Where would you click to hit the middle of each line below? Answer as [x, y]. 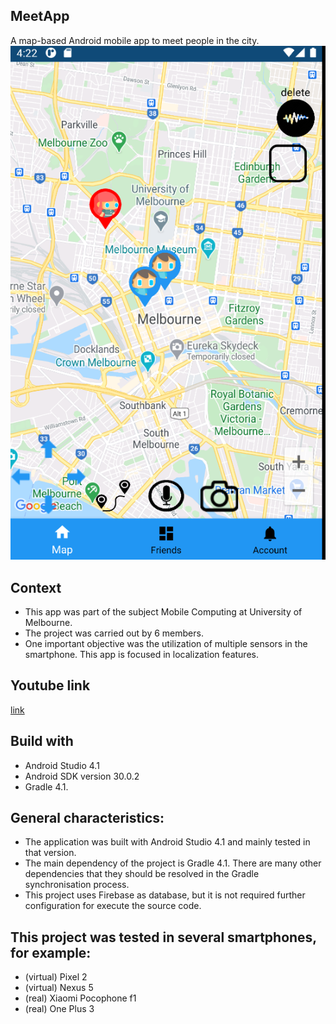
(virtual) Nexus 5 [59, 988]
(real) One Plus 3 [59, 1009]
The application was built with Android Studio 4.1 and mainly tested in [167, 842]
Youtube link [50, 685]
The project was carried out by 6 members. [114, 633]
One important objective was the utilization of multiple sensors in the [166, 644]
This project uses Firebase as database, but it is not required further [165, 895]
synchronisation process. [77, 885]
